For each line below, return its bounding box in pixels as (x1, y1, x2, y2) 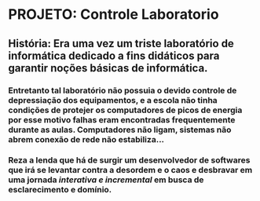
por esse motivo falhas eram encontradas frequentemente (8, 114, 236, 125)
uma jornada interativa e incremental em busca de (8, 174, 204, 185)
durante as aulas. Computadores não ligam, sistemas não (8, 124, 232, 135)
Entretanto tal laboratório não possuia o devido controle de (8, 85, 237, 96)
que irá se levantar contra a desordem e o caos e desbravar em (8, 165, 253, 176)
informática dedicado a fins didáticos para (8, 49, 220, 62)
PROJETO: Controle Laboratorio (8, 5, 219, 24)
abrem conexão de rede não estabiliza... (8, 133, 165, 144)
